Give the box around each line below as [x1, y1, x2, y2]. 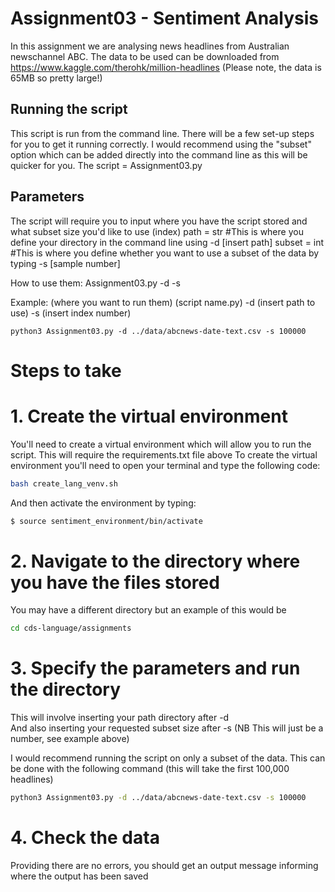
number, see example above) [10, 733, 130, 745]
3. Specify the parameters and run [10, 657, 301, 680]
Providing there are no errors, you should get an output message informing [10, 860, 319, 871]
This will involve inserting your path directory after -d [10, 712, 230, 724]
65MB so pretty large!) [10, 72, 103, 84]
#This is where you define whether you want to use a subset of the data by [10, 247, 320, 259]
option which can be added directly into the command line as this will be [10, 148, 308, 161]
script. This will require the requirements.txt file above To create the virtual [10, 448, 318, 461]
